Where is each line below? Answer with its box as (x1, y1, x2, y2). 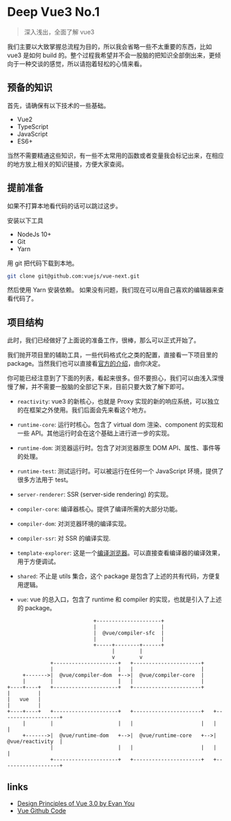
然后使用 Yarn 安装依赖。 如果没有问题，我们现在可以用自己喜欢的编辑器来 (7, 286, 218, 294)
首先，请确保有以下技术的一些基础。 (7, 101, 110, 110)
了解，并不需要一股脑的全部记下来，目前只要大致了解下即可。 (12, 383, 188, 391)
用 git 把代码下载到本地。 (7, 259, 78, 267)
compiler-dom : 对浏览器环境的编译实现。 (16, 519, 131, 528)
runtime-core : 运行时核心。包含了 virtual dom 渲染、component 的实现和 (16, 421, 223, 429)
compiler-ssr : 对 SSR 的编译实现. (16, 534, 111, 543)
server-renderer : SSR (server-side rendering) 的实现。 (16, 490, 173, 499)
